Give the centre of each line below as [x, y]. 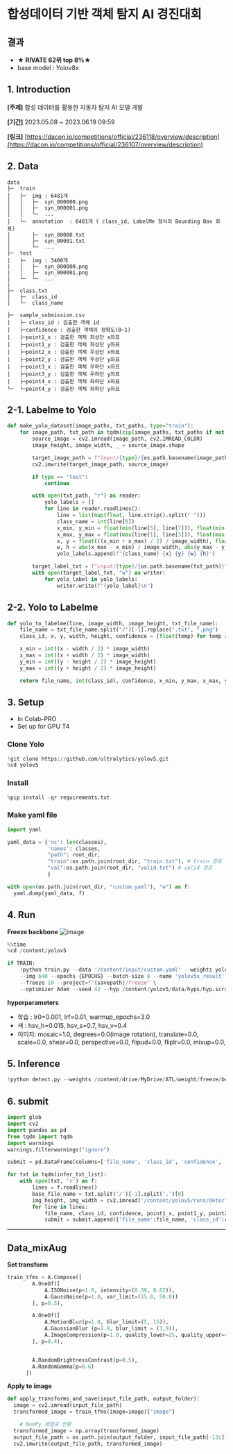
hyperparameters [33, 1002]
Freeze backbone [33, 931]
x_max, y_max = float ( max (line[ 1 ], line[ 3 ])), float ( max [141, 534]
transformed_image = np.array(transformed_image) [86, 1430]
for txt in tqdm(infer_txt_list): [57, 1175]
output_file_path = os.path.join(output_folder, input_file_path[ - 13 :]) [121, 1437]
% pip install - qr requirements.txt [59, 797]
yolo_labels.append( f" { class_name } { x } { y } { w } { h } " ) [136, 554]
